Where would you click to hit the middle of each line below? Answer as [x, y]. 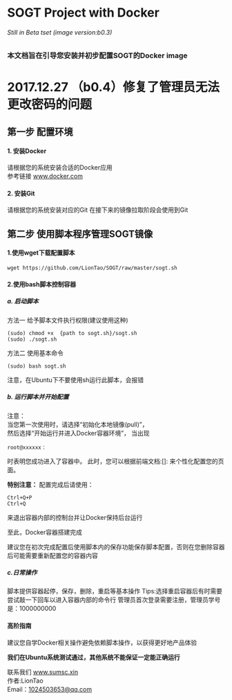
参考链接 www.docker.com [45, 176]
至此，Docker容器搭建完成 [45, 532]
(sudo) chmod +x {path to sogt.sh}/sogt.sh [72, 333]
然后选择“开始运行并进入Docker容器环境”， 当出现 [78, 433]
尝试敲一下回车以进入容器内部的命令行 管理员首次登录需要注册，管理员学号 [114, 600]
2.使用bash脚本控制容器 [42, 284]
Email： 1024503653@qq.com [49, 689]
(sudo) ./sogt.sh [32, 339]
